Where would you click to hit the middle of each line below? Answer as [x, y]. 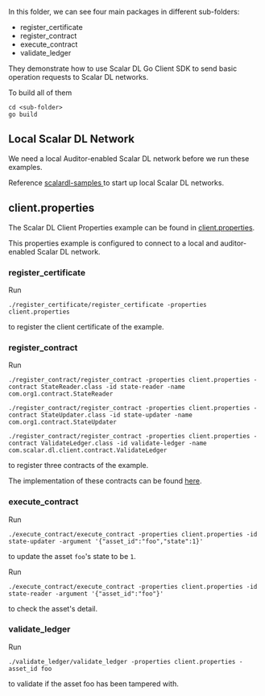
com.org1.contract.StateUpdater [62, 422]
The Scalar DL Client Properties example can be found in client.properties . [132, 227]
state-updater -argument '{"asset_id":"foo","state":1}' [106, 541]
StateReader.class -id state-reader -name [113, 387]
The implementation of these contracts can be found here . [105, 481]
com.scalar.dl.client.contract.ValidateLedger [88, 450]
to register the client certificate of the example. [86, 326]
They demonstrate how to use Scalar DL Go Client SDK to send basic [123, 68]
